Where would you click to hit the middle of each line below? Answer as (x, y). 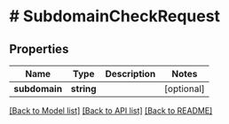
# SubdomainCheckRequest (114, 16)
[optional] (185, 89)
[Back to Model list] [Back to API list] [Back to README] (111, 111)
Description (130, 74)
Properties (39, 49)
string (83, 89)
